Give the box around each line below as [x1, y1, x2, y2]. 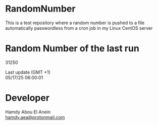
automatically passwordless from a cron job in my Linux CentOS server [5, 25, 153, 31]
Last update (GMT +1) [5, 69, 50, 75]
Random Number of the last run [5, 43, 140, 54]
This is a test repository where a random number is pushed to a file [5, 20, 145, 26]
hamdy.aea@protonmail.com [5, 114, 65, 120]
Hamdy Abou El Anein [5, 109, 51, 115]
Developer [5, 92, 49, 104]
